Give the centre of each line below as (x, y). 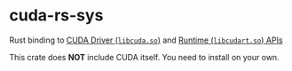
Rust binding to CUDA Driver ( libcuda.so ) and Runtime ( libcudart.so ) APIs (146, 40)
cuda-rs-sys (56, 16)
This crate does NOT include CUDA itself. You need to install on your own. (144, 57)
